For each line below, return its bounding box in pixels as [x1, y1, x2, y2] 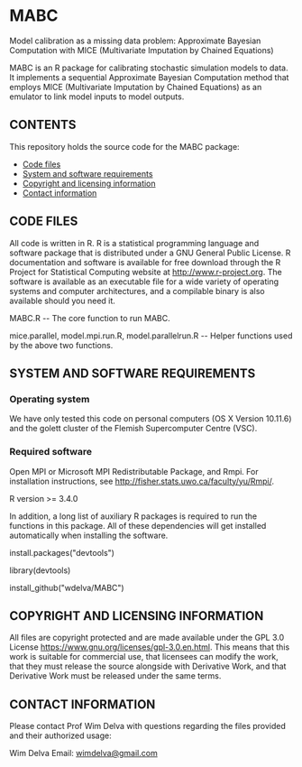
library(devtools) [9, 565, 71, 576]
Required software [9, 446, 93, 458]
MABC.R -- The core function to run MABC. [9, 312, 170, 323]
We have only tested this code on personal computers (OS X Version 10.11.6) [9, 413, 292, 424]
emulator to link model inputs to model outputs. [9, 91, 185, 102]
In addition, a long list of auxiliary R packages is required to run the [9, 511, 258, 522]
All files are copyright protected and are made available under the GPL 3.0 [9, 633, 285, 643]
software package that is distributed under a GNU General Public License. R [9, 247, 291, 258]
